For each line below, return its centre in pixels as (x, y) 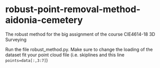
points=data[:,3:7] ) (27, 60)
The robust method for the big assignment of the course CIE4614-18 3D (80, 34)
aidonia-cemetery (44, 20)
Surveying (16, 40)
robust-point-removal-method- (73, 9)
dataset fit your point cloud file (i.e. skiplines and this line (65, 55)
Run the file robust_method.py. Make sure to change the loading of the (79, 49)
